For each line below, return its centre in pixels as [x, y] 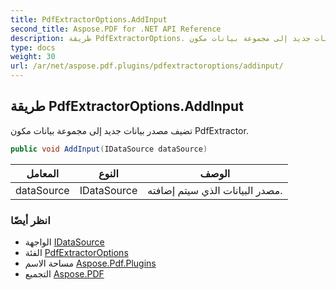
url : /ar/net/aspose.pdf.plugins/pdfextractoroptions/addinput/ [147, 66]
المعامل [43, 173]
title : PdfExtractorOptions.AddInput [89, 19]
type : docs [33, 47]
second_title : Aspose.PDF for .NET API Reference [116, 29]
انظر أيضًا [30, 220]
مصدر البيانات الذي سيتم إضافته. [215, 190]
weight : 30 [33, 57]
